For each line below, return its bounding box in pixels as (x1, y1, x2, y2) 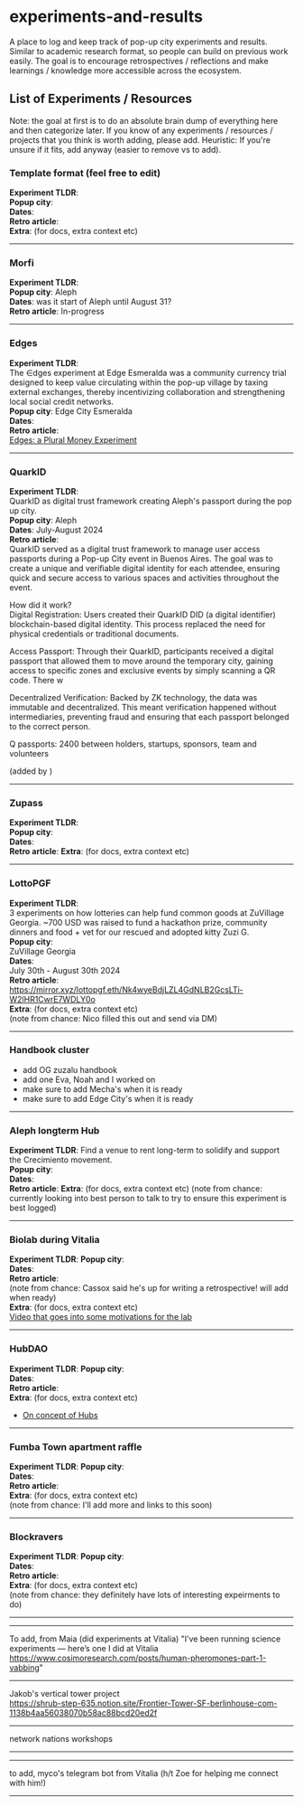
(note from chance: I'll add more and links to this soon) (9, 1500, 213, 1510)
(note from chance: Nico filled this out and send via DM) (9, 1012, 218, 1023)
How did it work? (9, 599, 72, 610)
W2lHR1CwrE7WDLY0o (9, 993, 96, 1004)
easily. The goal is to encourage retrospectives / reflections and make (9, 55, 269, 66)
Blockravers (9, 1530, 64, 1543)
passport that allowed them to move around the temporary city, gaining (9, 655, 273, 666)
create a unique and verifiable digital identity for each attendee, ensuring (9, 562, 280, 573)
